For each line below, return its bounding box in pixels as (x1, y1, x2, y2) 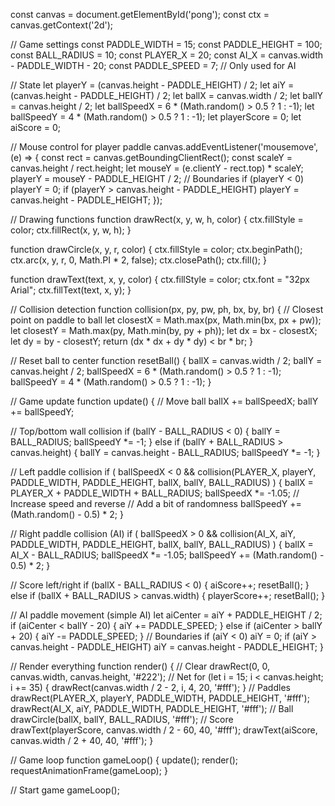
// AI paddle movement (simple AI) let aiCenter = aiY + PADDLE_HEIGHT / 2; (10, 609, 323, 621)
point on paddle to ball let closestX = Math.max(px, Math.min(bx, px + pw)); (10, 314, 322, 326)
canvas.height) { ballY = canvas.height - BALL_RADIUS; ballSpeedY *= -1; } (10, 447, 321, 458)
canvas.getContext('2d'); (10, 19, 114, 31)
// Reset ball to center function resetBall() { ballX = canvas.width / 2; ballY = (10, 355, 323, 366)
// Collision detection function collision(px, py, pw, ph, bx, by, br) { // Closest (10, 304, 324, 315)
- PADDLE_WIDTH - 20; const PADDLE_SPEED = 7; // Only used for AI (10, 60, 297, 71)
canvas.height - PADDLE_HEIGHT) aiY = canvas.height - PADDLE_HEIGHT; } (10, 641, 324, 653)
